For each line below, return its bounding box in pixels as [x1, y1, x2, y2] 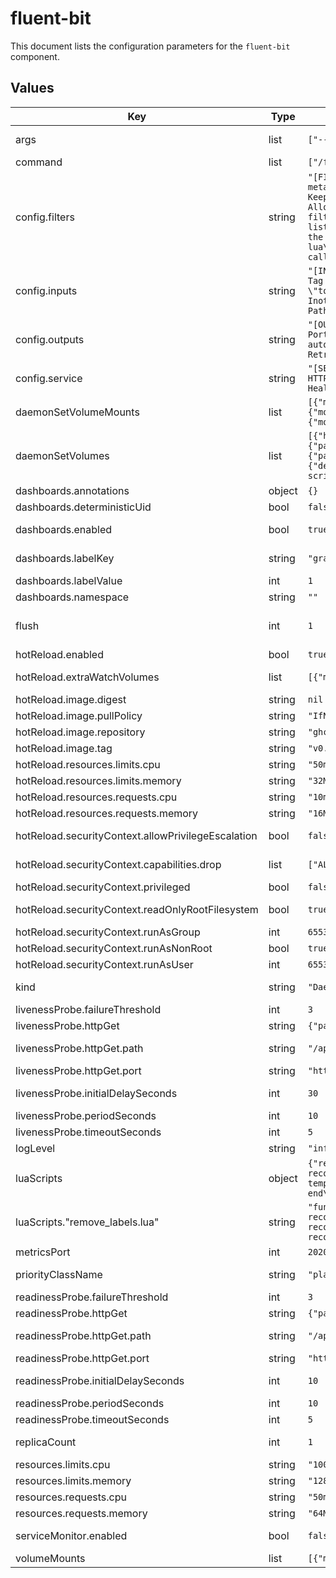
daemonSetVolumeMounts [15, 405, 140, 419]
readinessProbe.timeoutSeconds [15, 1412, 170, 1426]
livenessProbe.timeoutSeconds [15, 1125, 162, 1139]
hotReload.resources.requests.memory [15, 806, 199, 820]
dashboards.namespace [15, 590, 130, 604]
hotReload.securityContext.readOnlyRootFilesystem [15, 902, 259, 916]
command [15, 155, 63, 169]
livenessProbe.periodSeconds [15, 1108, 157, 1122]
